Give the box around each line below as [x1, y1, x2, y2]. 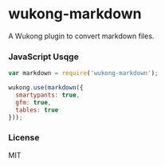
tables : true [15, 105, 59, 114]
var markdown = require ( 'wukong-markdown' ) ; [8, 69, 159, 77]
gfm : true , [15, 98, 52, 106]
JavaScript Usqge [8, 51, 80, 62]
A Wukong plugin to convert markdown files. [8, 31, 155, 41]
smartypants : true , [15, 91, 81, 99]
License [8, 132, 40, 144]
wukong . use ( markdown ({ [8, 84, 84, 92]
